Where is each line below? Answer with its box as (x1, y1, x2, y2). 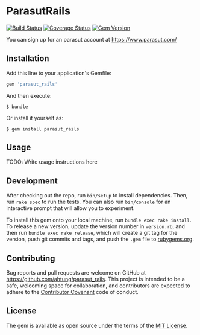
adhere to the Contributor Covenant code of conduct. (6, 289, 139, 296)
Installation (6, 53, 49, 64)
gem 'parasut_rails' (6, 81, 58, 87)
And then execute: (6, 92, 52, 99)
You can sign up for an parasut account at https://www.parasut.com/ (6, 36, 177, 43)
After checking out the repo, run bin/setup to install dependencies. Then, (6, 192, 188, 199)
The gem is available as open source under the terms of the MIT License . (6, 322, 188, 329)
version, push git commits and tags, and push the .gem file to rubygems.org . (6, 235, 195, 243)
